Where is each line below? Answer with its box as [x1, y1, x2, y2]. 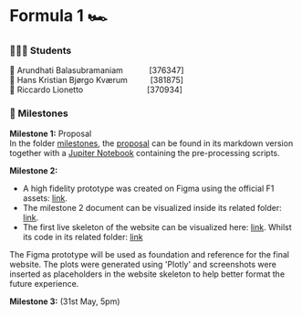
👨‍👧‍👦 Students [9, 45, 72, 58]
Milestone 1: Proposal [9, 128, 92, 139]
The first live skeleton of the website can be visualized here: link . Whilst [22, 221, 292, 232]
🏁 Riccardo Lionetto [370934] [9, 84, 182, 95]
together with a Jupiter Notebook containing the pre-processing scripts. [9, 147, 280, 158]
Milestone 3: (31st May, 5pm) [9, 296, 120, 307]
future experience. [9, 278, 79, 289]
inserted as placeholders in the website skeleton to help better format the [9, 269, 286, 279]
